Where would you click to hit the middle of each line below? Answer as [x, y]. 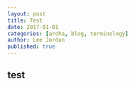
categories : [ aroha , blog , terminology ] [68, 33]
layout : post [27, 14]
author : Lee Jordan [36, 40]
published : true [31, 47]
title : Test [25, 20]
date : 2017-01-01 [33, 27]
